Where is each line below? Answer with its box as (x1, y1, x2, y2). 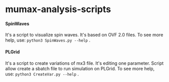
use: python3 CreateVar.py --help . (5, 71, 79, 77)
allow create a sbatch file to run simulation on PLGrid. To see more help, (5, 65, 155, 71)
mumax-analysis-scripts (5, 4, 111, 15)
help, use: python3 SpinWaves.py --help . (5, 37, 91, 44)
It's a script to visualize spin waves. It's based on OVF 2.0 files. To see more (5, 32, 163, 38)
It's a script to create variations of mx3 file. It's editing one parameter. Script (5, 60, 164, 66)
